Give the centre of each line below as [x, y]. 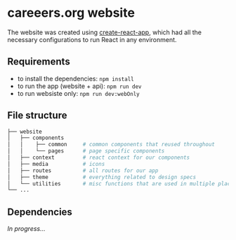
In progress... [26, 229]
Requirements [39, 62]
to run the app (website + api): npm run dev [79, 86]
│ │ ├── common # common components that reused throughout [111, 145]
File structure [37, 116]
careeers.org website [71, 13]
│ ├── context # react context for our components [99, 158]
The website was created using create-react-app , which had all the [105, 32]
